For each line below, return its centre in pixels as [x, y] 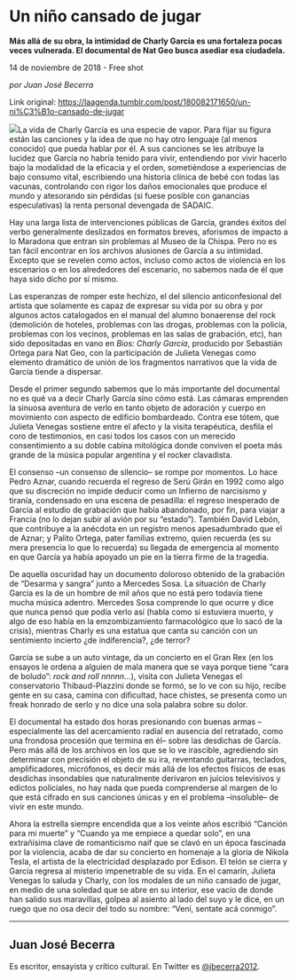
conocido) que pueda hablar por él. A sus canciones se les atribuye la [137, 148]
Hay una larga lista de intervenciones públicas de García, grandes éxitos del [148, 222]
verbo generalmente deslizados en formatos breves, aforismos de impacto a [149, 232]
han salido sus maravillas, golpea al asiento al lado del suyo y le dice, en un [147, 899]
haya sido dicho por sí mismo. [64, 279]
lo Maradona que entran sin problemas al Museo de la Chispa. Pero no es [143, 241]
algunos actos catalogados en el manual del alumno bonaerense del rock [143, 315]
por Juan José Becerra [51, 84]
